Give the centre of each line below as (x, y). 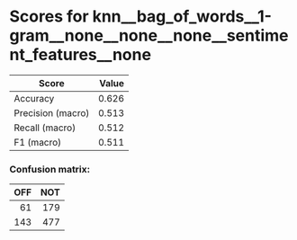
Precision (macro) (52, 112)
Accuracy (34, 98)
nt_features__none (80, 55)
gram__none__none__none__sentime (149, 36)
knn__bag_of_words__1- (182, 17)
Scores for (49, 17)
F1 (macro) (38, 142)
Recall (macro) (45, 128)
